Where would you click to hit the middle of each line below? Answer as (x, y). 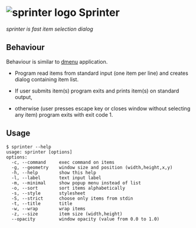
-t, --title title (42, 203)
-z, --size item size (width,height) (67, 214)
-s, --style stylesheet (48, 193)
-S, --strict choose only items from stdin (72, 198)
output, (23, 97)
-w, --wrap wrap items (48, 209)
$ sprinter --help (29, 147)
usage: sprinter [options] (39, 152)
